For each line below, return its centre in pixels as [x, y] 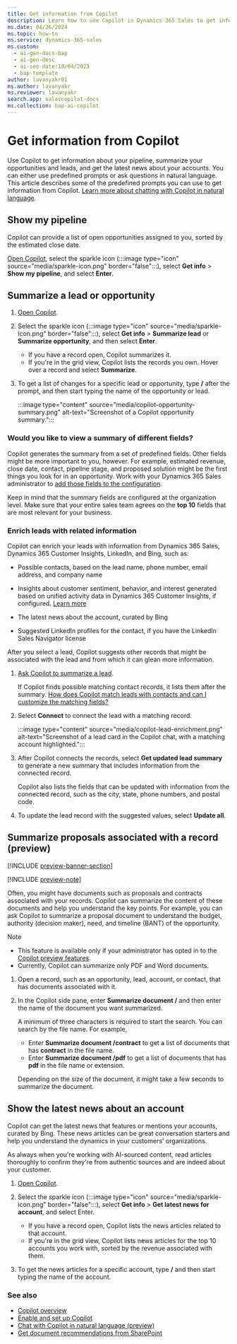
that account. [47, 1233]
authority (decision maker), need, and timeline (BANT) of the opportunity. [114, 923]
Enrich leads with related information [72, 531]
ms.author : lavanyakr [39, 86]
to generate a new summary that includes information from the [108, 766]
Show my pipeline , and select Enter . [61, 273]
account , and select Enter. [56, 1212]
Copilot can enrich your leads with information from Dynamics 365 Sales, [114, 546]
